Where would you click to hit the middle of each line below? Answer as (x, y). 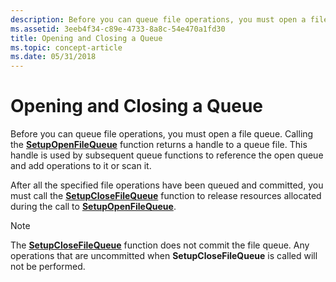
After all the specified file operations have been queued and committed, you (167, 185)
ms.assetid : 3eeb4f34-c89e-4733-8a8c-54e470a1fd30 (118, 29)
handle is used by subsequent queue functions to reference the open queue (167, 155)
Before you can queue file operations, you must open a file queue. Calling (162, 134)
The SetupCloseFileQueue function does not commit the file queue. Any (160, 245)
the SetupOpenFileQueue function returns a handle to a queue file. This (159, 145)
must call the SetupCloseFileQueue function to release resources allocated (166, 196)
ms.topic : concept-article (66, 47)
